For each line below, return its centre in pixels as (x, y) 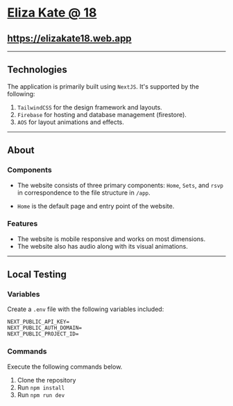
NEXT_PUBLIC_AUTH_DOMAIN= (44, 328)
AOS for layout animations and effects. (71, 122)
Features (23, 224)
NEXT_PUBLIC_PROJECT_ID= (43, 334)
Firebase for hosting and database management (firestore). (102, 114)
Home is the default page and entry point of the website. (96, 206)
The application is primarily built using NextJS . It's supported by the (103, 86)
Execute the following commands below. (65, 367)
